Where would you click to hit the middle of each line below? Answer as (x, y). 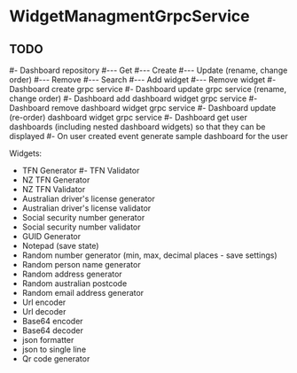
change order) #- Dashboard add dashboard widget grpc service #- (133, 98)
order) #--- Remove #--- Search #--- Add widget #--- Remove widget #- (143, 80)
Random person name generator (81, 264)
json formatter (48, 340)
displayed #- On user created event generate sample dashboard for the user (148, 136)
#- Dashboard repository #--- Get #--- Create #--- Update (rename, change (148, 70)
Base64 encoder (52, 321)
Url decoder (44, 311)
